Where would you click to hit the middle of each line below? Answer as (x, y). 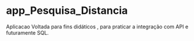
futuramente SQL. (27, 32)
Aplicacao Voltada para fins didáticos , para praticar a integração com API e (97, 27)
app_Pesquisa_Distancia (67, 11)
